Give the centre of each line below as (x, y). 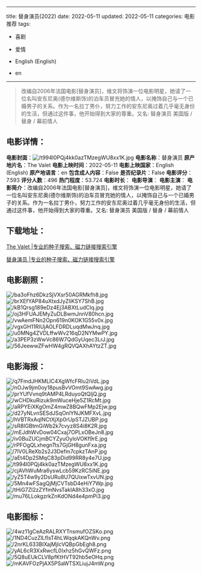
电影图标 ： (26, 517)
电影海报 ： (26, 366)
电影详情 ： (26, 142)
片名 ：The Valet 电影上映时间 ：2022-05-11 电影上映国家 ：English (93, 165)
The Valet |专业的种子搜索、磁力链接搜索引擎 (62, 247)
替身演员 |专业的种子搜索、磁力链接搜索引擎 (61, 259)
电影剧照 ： (26, 280)
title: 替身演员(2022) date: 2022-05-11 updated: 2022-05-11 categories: (95, 16)
